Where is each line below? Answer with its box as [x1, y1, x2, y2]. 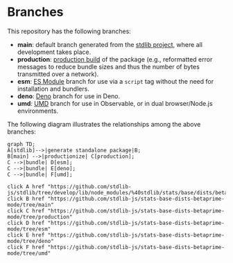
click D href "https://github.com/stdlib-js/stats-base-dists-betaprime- [7, 219, 225, 226]
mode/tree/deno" [7, 237, 54, 244]
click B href [7, 195, 45, 202]
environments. [17, 107, 59, 115]
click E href [7, 231, 45, 239]
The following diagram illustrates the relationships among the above [7, 120, 201, 128]
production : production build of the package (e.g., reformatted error [17, 55, 213, 63]
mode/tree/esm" [7, 226, 51, 233]
